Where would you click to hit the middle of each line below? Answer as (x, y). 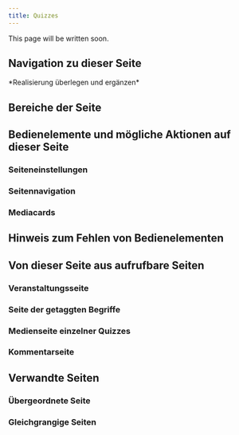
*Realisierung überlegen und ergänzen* (74, 82)
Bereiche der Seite (55, 107)
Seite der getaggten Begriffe (65, 309)
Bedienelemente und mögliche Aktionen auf (119, 135)
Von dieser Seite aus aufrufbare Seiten (106, 265)
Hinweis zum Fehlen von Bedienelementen (116, 239)
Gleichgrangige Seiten (53, 421)
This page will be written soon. (59, 38)
